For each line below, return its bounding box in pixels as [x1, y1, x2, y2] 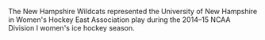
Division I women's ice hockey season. [8, 24, 135, 32]
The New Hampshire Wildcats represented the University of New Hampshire [8, 7, 258, 16]
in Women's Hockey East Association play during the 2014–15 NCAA [8, 15, 231, 24]
